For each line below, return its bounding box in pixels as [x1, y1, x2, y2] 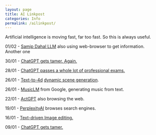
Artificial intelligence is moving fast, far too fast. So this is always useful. [5, 34, 151, 40]
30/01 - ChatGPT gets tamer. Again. [5, 58, 78, 64]
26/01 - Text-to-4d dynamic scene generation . [5, 77, 99, 83]
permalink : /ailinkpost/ [5, 20, 56, 26]
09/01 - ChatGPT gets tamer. [5, 124, 63, 130]
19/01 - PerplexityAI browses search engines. [5, 105, 96, 111]
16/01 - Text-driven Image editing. [5, 115, 74, 121]
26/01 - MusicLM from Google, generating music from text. [5, 86, 124, 93]
